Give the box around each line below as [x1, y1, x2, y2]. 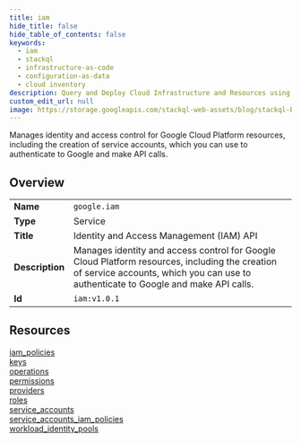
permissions [9, 375, 56, 386]
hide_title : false [9, 22, 78, 31]
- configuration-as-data [17, 72, 110, 81]
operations [9, 366, 49, 377]
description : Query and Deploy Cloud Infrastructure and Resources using [9, 88, 291, 97]
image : [9, 105, 34, 114]
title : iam [9, 13, 50, 22]
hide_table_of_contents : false [9, 30, 126, 39]
